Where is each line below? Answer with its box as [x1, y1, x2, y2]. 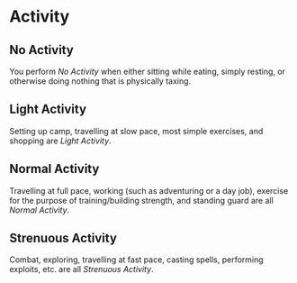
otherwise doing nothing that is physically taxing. [9, 76, 192, 87]
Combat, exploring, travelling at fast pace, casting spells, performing [9, 254, 264, 265]
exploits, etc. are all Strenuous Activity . [9, 264, 155, 275]
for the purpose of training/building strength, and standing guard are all [9, 195, 274, 205]
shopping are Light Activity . [9, 135, 112, 146]
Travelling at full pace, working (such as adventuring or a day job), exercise [9, 185, 289, 196]
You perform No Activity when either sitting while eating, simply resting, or [9, 66, 286, 77]
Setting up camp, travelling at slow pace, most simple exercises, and [9, 125, 264, 136]
